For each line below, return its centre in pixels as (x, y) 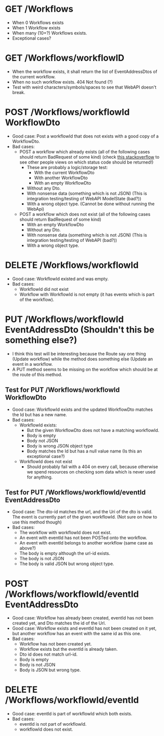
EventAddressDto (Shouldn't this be (80, 330)
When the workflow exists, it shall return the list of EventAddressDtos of (85, 71)
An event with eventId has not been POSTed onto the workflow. (83, 538)
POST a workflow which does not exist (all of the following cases (85, 214)
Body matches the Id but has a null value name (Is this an (84, 451)
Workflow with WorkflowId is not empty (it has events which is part (87, 294)
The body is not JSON (42, 559)
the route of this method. (37, 374)
